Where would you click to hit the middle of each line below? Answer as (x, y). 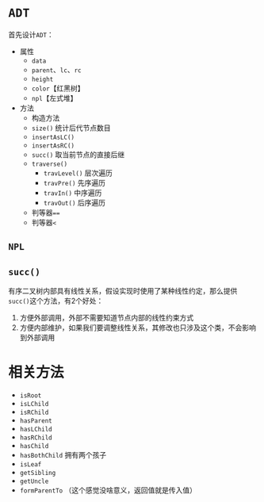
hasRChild (36, 438)
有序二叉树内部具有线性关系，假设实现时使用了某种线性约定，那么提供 (123, 291)
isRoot (31, 396)
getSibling (38, 473)
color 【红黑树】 (58, 88)
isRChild (34, 413)
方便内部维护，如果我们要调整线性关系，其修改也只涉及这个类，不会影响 (138, 328)
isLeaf (31, 465)
